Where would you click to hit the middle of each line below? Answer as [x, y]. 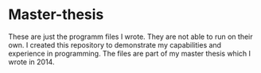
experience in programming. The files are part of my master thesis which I [129, 53]
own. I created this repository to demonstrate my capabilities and [115, 44]
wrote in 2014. [31, 62]
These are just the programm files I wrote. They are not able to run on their [130, 36]
